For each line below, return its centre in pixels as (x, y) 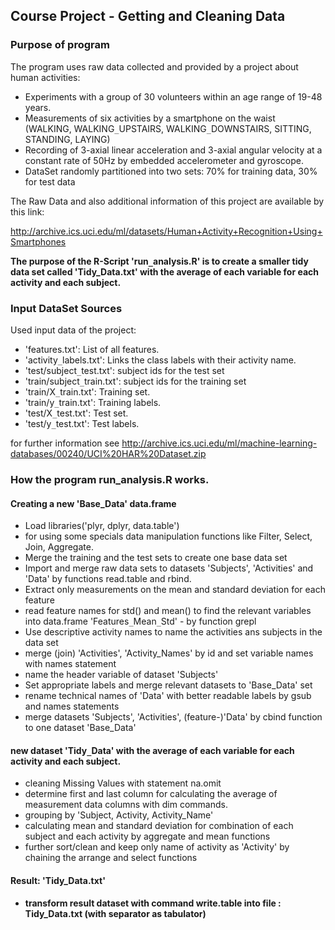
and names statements (72, 706)
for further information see (65, 443)
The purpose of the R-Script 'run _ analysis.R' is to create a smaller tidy (159, 261)
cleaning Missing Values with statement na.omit (123, 783)
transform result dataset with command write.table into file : (153, 903)
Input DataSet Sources (66, 308)
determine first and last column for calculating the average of (151, 794)
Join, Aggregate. (59, 547)
